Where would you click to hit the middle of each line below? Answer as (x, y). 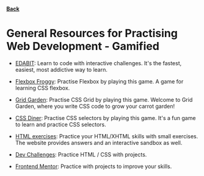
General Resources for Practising (92, 33)
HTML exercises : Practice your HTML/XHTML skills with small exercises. (107, 136)
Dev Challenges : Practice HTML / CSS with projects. (81, 154)
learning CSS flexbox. (42, 88)
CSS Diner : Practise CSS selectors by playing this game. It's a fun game (105, 118)
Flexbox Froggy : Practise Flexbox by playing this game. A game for (99, 81)
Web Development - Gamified (83, 47)
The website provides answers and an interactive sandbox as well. (99, 143)
